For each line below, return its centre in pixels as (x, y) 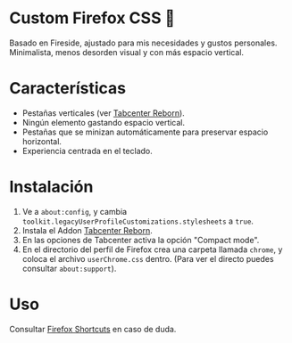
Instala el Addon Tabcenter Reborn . (88, 230)
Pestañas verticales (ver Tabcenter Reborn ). (103, 113)
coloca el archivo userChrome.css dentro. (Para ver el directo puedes (148, 258)
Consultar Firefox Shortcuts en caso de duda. (93, 329)
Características (68, 89)
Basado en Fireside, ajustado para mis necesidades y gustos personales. (143, 43)
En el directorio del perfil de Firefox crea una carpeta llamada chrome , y (152, 249)
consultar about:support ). (69, 268)
